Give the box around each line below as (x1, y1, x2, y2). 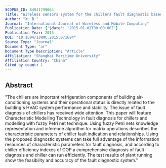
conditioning (5, 99, 31, 105)
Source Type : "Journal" (5, 40, 54, 45)
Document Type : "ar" (5, 44, 48, 49)
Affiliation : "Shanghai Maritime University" (5, 53, 100, 58)
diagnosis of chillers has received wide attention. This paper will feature (5, 110, 152, 115)
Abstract (5, 81, 33, 89)
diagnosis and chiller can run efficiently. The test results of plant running (5, 152, 153, 158)
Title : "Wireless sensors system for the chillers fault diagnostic (5, 12, 149, 17)
